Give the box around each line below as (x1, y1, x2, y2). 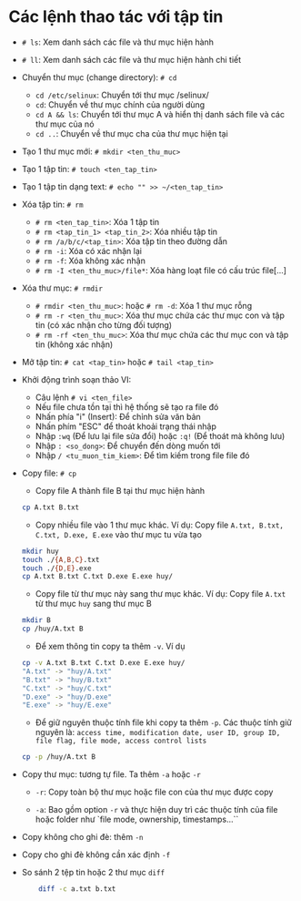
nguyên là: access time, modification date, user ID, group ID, (35, 727, 281, 738)
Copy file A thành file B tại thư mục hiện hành (35, 485, 206, 496)
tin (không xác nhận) (35, 339, 114, 350)
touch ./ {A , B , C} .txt (21, 555, 100, 564)
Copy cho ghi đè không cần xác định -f (21, 849, 171, 860)
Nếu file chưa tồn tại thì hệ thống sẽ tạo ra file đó (35, 401, 219, 412)
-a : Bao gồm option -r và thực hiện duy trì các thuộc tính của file (35, 804, 278, 815)
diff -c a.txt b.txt (38, 885, 116, 894)
